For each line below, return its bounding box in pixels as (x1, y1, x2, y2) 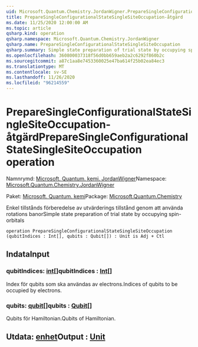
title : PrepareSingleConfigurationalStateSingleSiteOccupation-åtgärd (6, 14, 183, 20)
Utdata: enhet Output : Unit (6, 332, 105, 342)
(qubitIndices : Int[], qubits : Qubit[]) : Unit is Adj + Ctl (6, 233, 165, 239)
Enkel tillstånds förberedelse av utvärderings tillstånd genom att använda (6, 204, 183, 211)
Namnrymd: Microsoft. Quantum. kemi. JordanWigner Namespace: (6, 175, 167, 182)
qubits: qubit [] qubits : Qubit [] (6, 302, 93, 310)
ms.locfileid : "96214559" (6, 80, 70, 86)
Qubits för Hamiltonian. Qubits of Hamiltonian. (6, 315, 116, 322)
